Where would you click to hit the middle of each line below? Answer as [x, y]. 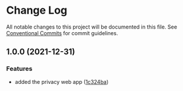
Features [19, 69]
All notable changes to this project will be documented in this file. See [92, 27]
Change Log [37, 10]
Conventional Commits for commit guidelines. [62, 33]
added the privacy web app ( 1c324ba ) [62, 81]
